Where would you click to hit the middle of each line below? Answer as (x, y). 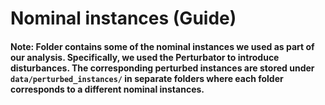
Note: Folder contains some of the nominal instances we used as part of (162, 46)
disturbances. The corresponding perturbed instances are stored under (162, 68)
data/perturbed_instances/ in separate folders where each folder (147, 78)
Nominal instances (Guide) (123, 18)
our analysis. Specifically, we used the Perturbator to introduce (145, 57)
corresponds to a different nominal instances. (107, 89)
